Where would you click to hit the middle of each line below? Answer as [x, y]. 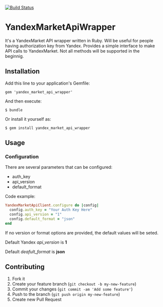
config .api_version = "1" [36, 215]
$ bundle [14, 110]
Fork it [18, 279]
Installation [22, 71]
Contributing [25, 267]
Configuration [22, 157]
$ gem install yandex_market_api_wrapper [48, 128]
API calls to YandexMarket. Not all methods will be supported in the [72, 51]
